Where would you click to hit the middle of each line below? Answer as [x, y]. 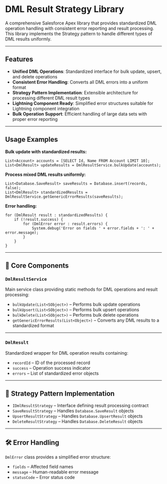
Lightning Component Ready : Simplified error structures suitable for [83, 103]
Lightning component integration [46, 108]
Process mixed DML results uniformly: [45, 174]
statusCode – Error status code [44, 478]
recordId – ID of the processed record [51, 363]
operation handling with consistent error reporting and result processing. [80, 28]
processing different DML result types [51, 98]
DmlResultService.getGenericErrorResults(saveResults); [64, 197]
